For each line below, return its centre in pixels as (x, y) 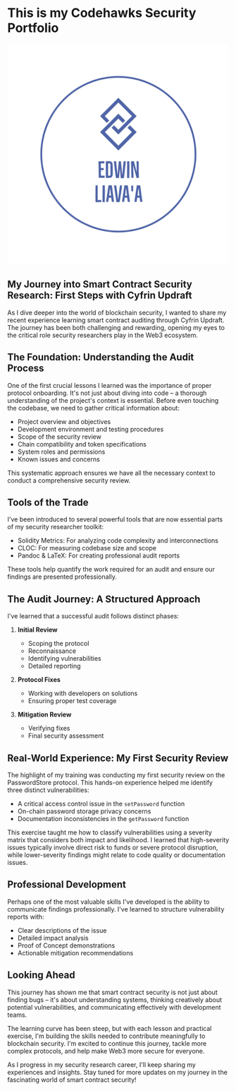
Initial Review (37, 630)
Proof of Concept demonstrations (66, 945)
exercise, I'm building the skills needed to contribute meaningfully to (106, 1036)
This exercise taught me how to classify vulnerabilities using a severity (110, 832)
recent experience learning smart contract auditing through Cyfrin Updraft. (116, 320)
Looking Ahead (41, 975)
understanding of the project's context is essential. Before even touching (113, 400)
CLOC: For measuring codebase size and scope (87, 548)
